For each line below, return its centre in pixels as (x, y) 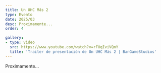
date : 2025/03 (20, 19)
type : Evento (19, 15)
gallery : (14, 38)
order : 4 (14, 29)
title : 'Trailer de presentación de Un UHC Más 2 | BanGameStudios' (83, 52)
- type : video (20, 43)
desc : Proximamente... (29, 24)
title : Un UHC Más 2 (27, 10)
